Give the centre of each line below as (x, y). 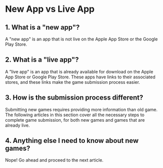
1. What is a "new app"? (42, 27)
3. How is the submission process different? (74, 98)
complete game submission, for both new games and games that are (75, 120)
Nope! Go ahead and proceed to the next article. (54, 160)
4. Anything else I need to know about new (72, 141)
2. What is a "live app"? (42, 60)
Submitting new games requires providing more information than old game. (81, 109)
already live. (18, 125)
